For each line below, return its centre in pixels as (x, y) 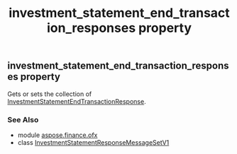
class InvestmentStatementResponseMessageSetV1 (93, 142)
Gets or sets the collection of (50, 94)
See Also (23, 119)
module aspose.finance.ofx (57, 135)
